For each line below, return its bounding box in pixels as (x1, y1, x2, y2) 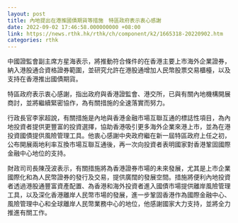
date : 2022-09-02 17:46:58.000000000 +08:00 (7, 23, 141, 30)
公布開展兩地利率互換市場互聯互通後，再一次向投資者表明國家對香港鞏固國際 (7, 140, 231, 149)
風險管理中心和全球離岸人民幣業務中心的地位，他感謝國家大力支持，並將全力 (7, 200, 231, 208)
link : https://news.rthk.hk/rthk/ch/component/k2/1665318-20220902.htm (7, 30, 223, 38)
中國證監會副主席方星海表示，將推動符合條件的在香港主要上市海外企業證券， (7, 57, 231, 66)
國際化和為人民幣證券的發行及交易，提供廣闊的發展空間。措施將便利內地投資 (7, 173, 231, 181)
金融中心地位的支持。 (7, 149, 69, 158)
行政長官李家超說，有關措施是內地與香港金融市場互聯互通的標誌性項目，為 (7, 114, 225, 122)
